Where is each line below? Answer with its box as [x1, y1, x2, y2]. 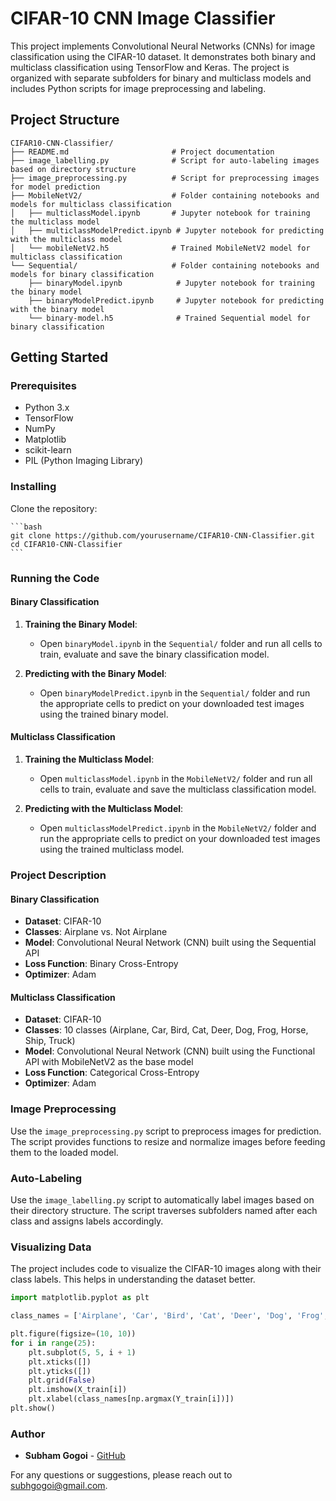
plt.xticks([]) [28, 1357, 92, 1367]
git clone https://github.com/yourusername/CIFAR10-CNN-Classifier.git [10, 530, 315, 541]
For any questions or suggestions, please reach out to [10, 1469, 233, 1481]
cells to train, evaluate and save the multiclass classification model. [39, 783, 317, 796]
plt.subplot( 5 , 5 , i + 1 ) [28, 1347, 137, 1357]
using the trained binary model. [39, 708, 169, 720]
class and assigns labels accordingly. [10, 1215, 164, 1227]
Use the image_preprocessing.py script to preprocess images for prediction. [10, 1125, 322, 1137]
